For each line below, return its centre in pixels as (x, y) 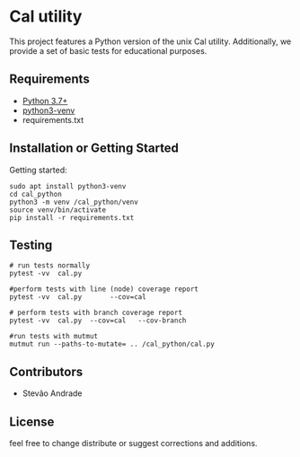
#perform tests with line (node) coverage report (104, 289)
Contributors (46, 371)
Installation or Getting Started (94, 149)
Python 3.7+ (45, 101)
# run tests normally (50, 266)
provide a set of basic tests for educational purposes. (108, 50)
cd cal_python (36, 194)
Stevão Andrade (52, 393)
